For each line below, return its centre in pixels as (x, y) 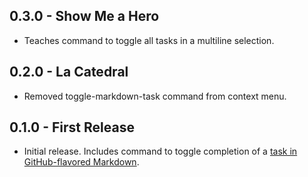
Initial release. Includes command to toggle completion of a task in (160, 151)
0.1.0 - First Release (72, 127)
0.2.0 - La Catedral (69, 72)
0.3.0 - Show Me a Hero (84, 16)
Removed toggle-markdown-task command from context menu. (155, 96)
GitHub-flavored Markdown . (81, 162)
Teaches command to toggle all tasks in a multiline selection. (149, 40)
